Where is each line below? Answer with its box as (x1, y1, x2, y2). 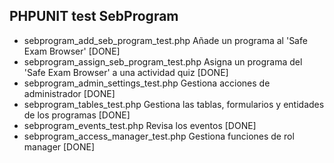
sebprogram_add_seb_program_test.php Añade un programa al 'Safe (23, 34, 308, 46)
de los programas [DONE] (23, 109, 131, 121)
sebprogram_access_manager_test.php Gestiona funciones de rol (23, 130, 295, 142)
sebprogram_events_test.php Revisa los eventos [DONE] (23, 119, 257, 131)
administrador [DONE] (23, 87, 116, 99)
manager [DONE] (23, 140, 95, 153)
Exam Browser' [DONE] (23, 45, 121, 57)
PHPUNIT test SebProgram (9, 8, 179, 25)
